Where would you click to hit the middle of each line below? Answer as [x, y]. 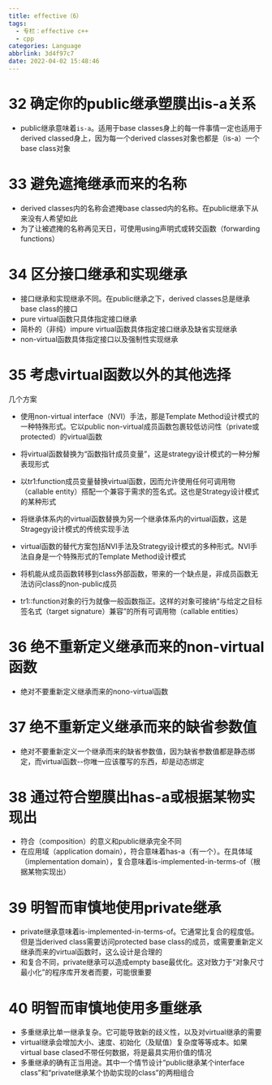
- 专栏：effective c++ [52, 31]
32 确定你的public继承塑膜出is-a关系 [132, 104]
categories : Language [45, 46]
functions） [39, 238]
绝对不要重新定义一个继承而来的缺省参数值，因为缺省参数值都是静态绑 [138, 751]
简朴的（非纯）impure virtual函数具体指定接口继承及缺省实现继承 [129, 329]
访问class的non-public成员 [72, 584]
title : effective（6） [45, 16]
